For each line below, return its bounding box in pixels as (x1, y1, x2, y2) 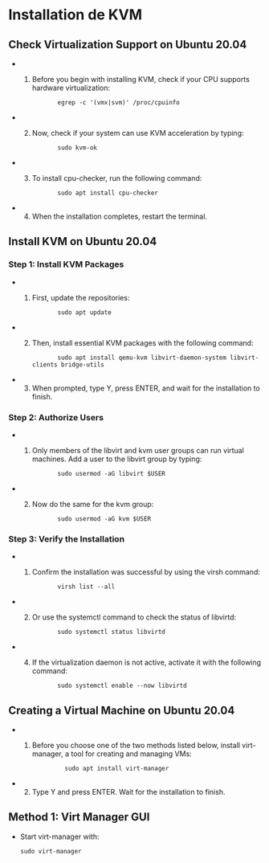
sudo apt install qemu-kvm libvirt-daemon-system (57, 354, 227, 362)
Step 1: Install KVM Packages (8, 259, 124, 270)
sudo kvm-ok (57, 144, 98, 152)
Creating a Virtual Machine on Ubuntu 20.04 (8, 703, 235, 717)
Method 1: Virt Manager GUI (8, 810, 150, 824)
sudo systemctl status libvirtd (57, 628, 166, 636)
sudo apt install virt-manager (64, 765, 169, 773)
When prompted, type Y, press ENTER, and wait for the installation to (31, 383, 261, 393)
